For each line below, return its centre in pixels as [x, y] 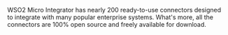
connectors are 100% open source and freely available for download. [107, 24]
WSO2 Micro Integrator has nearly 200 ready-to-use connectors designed [114, 10]
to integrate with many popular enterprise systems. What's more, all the [110, 17]
